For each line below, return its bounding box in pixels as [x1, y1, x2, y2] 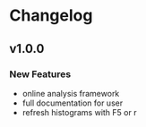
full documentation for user [21, 97, 124, 108]
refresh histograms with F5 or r [21, 106, 137, 117]
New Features [9, 68, 72, 80]
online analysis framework [21, 88, 120, 98]
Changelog [9, 5, 93, 26]
